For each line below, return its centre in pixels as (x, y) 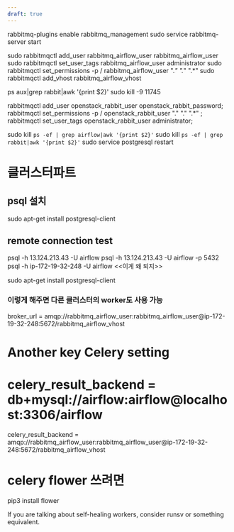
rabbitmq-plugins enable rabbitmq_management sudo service (97, 34)
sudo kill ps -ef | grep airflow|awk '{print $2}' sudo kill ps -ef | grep (115, 134)
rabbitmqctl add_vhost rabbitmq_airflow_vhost (74, 78)
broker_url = (25, 316)
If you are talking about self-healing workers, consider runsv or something (116, 514)
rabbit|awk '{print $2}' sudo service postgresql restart (90, 142)
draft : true (25, 14)
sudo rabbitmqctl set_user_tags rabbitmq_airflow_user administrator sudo (115, 63)
